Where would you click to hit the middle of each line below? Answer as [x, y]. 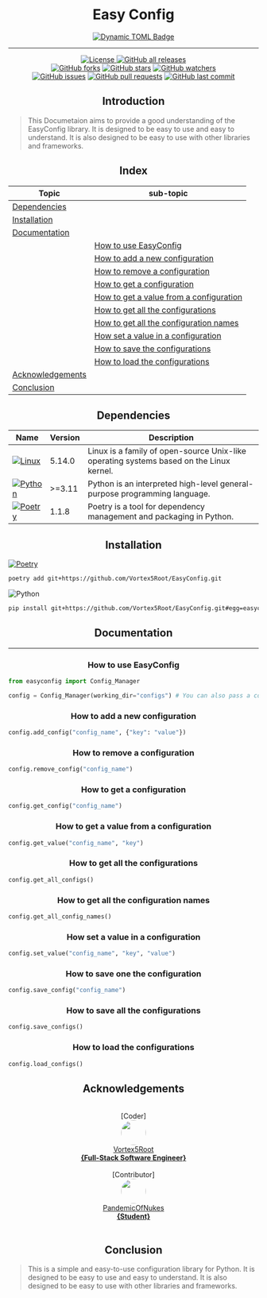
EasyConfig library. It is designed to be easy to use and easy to [131, 129]
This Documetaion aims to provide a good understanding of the [132, 120]
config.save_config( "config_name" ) [67, 991]
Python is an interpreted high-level [153, 484]
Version [65, 438]
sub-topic [168, 193]
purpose [103, 494]
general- [237, 484]
